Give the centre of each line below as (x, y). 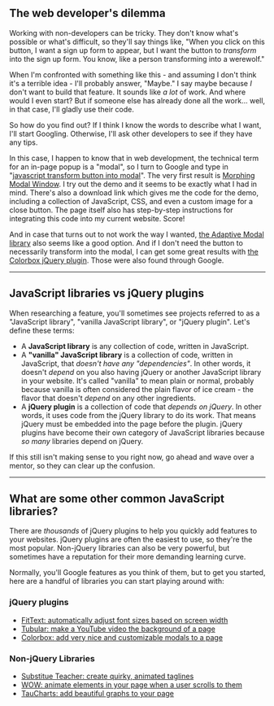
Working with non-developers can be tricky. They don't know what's (124, 33)
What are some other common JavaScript (117, 499)
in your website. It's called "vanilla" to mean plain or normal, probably (137, 381)
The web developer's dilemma (87, 13)
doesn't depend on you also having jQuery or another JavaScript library (141, 372)
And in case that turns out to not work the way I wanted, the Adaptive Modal (137, 234)
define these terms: (42, 330)
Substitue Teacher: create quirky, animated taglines (107, 676)
